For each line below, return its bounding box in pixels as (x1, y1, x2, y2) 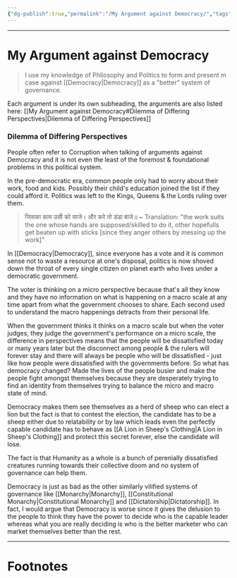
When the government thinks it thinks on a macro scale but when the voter (7, 321, 224, 330)
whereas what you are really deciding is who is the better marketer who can (7, 519, 228, 528)
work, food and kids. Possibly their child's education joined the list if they (7, 184, 220, 192)
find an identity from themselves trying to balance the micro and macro (7, 381, 214, 390)
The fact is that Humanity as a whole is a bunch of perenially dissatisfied (7, 453, 219, 462)
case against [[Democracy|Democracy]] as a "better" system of (24, 78, 210, 87)
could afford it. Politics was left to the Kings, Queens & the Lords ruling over (7, 191, 227, 199)
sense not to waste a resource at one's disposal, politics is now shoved (7, 257, 214, 265)
